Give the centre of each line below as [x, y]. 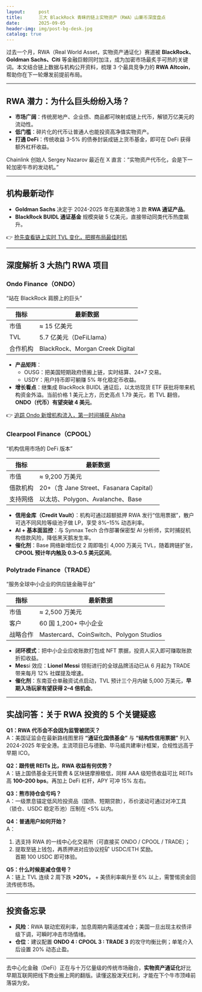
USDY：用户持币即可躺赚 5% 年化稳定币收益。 [82, 380]
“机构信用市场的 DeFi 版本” [40, 448]
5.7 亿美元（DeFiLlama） [75, 338]
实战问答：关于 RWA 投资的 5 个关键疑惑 [81, 715]
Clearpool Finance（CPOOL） [50, 434]
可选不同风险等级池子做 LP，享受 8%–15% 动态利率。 [81, 522]
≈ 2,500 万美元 [61, 612]
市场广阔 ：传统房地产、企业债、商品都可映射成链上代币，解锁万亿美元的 [104, 116]
